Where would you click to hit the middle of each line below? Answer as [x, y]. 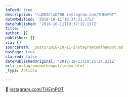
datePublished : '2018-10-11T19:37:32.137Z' [52, 24]
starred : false [21, 57]
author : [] [17, 33]
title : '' [16, 29]
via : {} [13, 43]
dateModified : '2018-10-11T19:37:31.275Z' [51, 19]
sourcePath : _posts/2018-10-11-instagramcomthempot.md [64, 47]
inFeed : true [19, 10]
